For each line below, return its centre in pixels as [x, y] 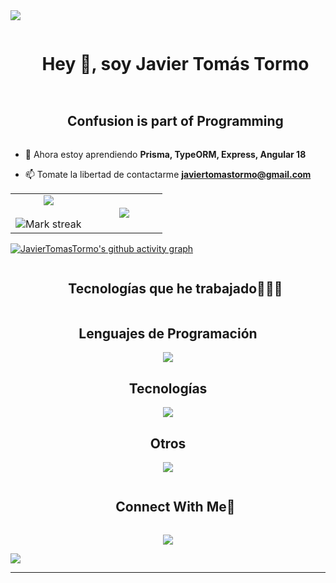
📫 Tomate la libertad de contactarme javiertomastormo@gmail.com [168, 174]
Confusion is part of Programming [175, 121]
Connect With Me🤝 [175, 507]
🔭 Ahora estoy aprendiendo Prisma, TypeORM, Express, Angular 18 [165, 154]
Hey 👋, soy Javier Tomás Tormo [175, 64]
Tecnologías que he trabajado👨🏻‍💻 [175, 289]
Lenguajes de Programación [168, 333]
